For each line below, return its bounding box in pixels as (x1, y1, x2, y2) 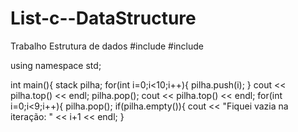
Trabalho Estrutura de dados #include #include (10, 40, 205, 52)
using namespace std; (10, 59, 102, 71)
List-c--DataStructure (10, 7, 197, 30)
